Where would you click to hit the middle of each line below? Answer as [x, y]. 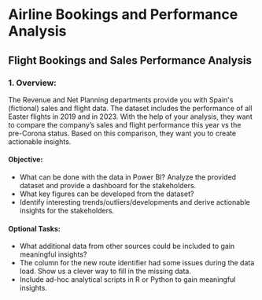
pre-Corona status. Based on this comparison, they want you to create [122, 133]
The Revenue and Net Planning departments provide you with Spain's [121, 99]
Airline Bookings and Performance [123, 15]
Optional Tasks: [34, 228]
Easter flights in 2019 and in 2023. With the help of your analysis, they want [131, 117]
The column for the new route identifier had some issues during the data [137, 263]
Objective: [26, 160]
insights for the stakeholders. [67, 211]
